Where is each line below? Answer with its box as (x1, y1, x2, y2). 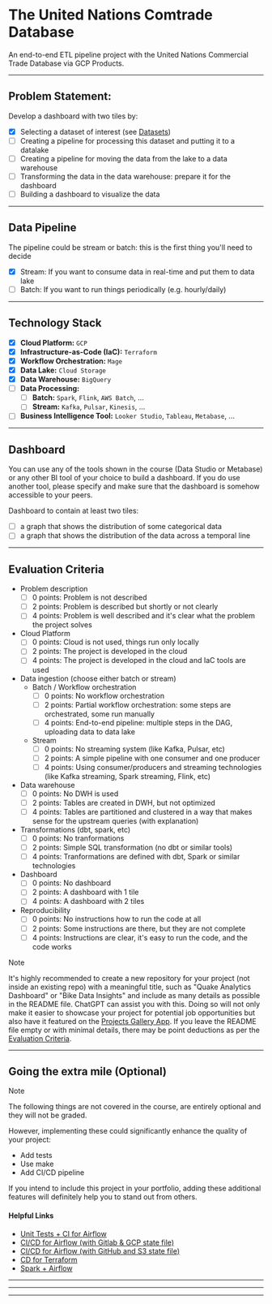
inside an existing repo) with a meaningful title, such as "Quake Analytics (8, 982, 252, 992)
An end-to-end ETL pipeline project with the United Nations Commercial (8, 49, 249, 59)
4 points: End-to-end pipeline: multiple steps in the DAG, (44, 717, 233, 727)
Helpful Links (8, 1211, 54, 1220)
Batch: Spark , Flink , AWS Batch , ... (32, 393, 144, 402)
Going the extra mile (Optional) (8, 1065, 168, 1078)
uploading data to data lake (44, 726, 136, 736)
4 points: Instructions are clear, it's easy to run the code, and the (32, 932, 249, 942)
